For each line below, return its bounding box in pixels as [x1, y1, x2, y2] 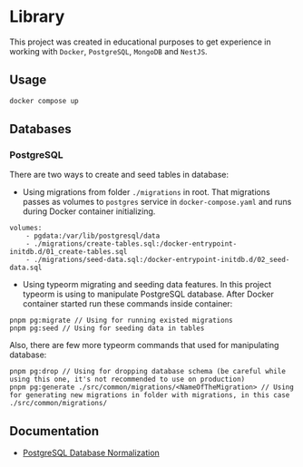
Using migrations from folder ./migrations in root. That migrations [22, 187, 270, 198]
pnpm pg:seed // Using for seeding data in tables [9, 324, 205, 333]
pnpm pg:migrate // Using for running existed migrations [9, 316, 233, 326]
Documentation [9, 423, 100, 439]
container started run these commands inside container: [22, 298, 233, 309]
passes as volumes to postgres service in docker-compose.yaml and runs [22, 197, 292, 208]
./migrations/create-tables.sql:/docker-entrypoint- [33, 239, 238, 248]
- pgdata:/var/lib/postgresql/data [25, 231, 161, 241]
